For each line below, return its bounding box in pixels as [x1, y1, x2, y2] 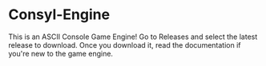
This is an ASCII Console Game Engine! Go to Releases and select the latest [8, 32, 258, 41]
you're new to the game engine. [8, 49, 114, 58]
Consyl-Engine [8, 6, 111, 24]
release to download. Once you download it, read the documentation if [8, 40, 242, 49]
